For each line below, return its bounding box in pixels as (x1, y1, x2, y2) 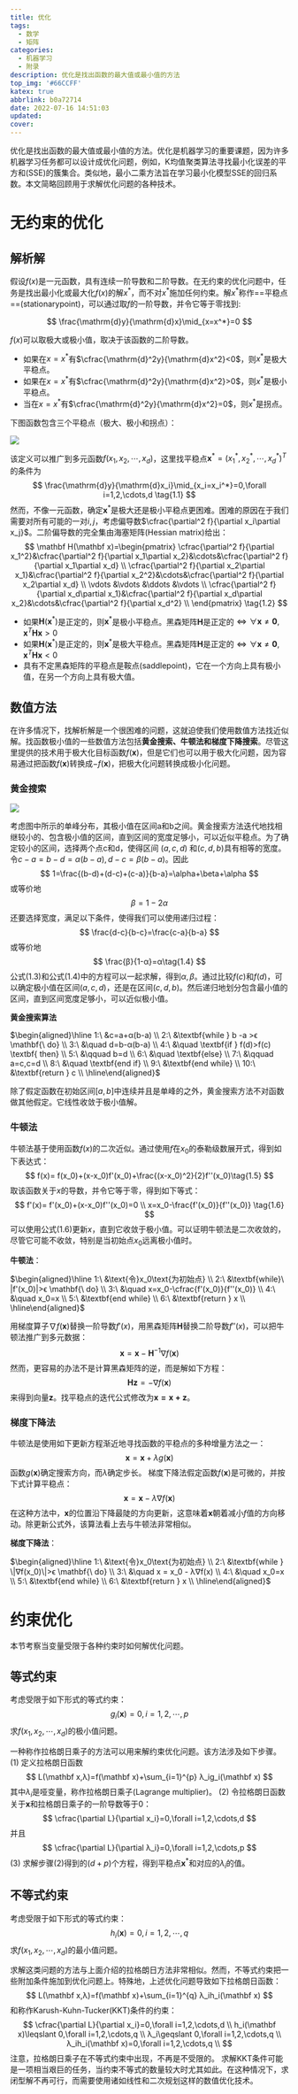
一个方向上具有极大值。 (53, 672, 140, 682)
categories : (10, 46, 54, 55)
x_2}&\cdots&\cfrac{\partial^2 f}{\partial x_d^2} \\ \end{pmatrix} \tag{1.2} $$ (11, 597, 288, 608)
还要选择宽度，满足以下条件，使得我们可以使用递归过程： (10, 912, 219, 923)
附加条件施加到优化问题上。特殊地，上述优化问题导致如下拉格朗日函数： (17, 1975, 281, 1987)
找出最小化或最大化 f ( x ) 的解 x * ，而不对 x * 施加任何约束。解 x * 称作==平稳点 (25, 286, 288, 297)
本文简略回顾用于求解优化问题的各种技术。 (25, 179, 180, 189)
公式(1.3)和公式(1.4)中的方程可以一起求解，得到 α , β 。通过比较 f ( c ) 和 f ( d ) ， (10, 971, 275, 982)
